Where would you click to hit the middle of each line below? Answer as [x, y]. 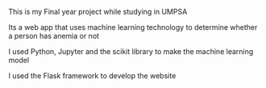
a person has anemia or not [54, 36]
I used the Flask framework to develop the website [92, 75]
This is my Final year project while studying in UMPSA [98, 12]
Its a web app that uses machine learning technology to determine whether [133, 27]
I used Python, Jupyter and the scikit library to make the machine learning [131, 51]
